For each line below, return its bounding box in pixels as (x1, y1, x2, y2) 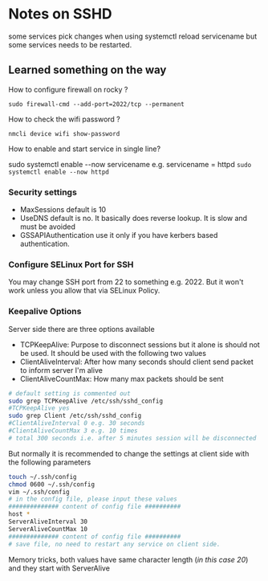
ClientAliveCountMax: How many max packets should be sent (19, 374, 224, 383)
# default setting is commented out (8, 389, 131, 398)
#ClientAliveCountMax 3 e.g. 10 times (8, 427, 138, 435)
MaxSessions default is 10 (19, 205, 107, 215)
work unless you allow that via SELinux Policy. (8, 286, 160, 296)
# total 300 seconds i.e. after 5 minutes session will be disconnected (8, 434, 257, 442)
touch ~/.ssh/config (8, 473, 78, 481)
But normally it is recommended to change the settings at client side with (8, 448, 250, 458)
